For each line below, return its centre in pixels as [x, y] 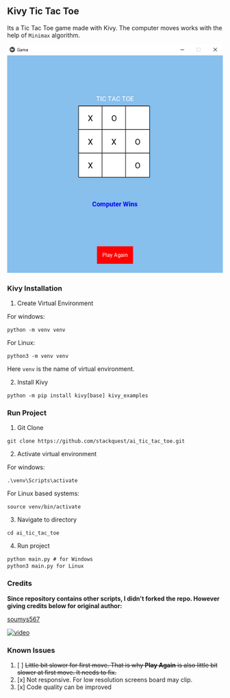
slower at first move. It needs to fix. [67, 673]
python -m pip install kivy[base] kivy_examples [78, 396]
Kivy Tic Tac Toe [43, 11]
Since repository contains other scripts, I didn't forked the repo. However [114, 598]
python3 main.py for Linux [46, 566]
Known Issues [31, 650]
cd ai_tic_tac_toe [33, 533]
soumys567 [24, 619]
